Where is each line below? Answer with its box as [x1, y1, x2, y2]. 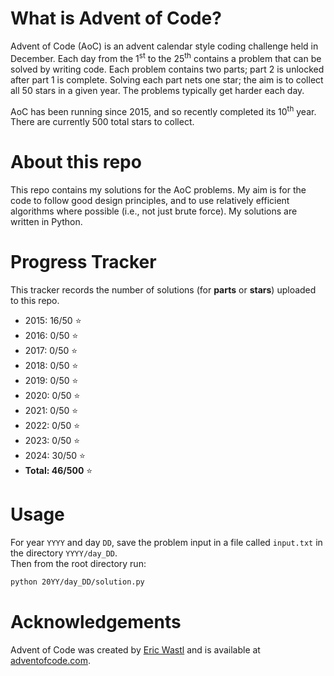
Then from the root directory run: [10, 558, 147, 570]
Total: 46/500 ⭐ [24, 465, 93, 477]
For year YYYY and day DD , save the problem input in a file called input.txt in [10, 537, 323, 549]
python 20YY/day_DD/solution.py [10, 577, 145, 587]
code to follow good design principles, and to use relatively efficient [10, 195, 290, 207]
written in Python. [10, 216, 83, 228]
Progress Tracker [10, 251, 157, 274]
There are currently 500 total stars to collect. [10, 116, 195, 128]
